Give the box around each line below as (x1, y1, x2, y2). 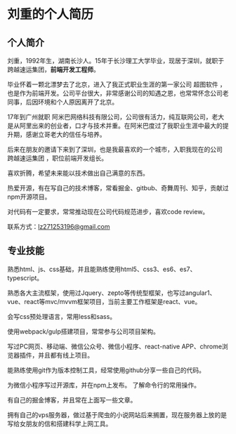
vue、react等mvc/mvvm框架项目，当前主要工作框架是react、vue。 (7, 297, 202, 305)
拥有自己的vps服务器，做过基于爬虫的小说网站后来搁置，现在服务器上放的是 (7, 410, 227, 419)
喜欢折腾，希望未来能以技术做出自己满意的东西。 (7, 169, 149, 177)
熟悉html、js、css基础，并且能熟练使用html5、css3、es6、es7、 (7, 265, 197, 273)
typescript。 (7, 273, 44, 282)
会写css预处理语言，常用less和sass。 (7, 312, 117, 320)
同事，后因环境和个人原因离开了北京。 (7, 98, 118, 106)
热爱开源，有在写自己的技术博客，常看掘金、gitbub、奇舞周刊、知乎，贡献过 (7, 184, 229, 192)
